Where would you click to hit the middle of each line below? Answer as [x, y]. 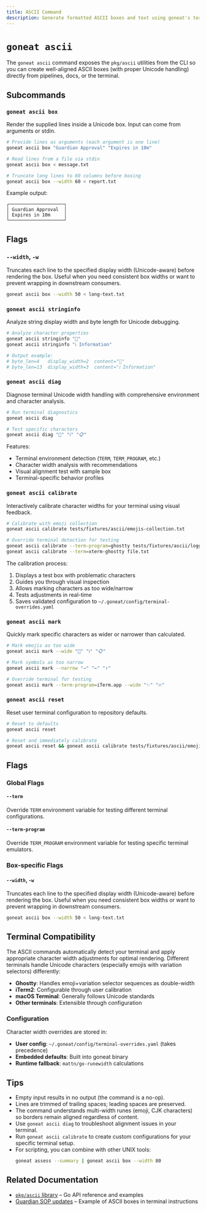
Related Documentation [52, 1180]
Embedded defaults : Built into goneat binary [72, 1057]
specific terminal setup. [45, 1143]
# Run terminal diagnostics [42, 412]
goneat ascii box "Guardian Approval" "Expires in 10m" [79, 148]
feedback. [19, 512]
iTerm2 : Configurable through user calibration [73, 990]
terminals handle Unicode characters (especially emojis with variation [94, 964]
